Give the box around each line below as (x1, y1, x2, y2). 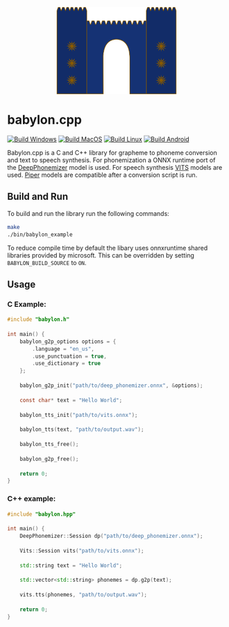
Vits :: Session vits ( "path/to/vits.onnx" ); (19, 547, 144, 554)
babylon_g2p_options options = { (19, 338, 117, 345)
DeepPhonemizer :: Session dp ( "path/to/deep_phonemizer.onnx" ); (19, 532, 203, 540)
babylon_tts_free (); (19, 441, 79, 448)
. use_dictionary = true (32, 360, 101, 367)
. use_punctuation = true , (32, 353, 108, 360)
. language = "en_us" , (32, 345, 95, 352)
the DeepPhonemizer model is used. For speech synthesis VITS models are (7, 163, 223, 171)
